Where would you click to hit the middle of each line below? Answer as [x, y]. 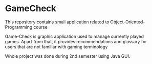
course [41, 27]
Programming [19, 27]
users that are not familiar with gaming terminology [56, 47]
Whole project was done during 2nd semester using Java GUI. [68, 56]
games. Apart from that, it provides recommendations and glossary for [76, 41]
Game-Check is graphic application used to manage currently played [75, 36]
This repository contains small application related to [57, 22]
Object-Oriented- [128, 22]
